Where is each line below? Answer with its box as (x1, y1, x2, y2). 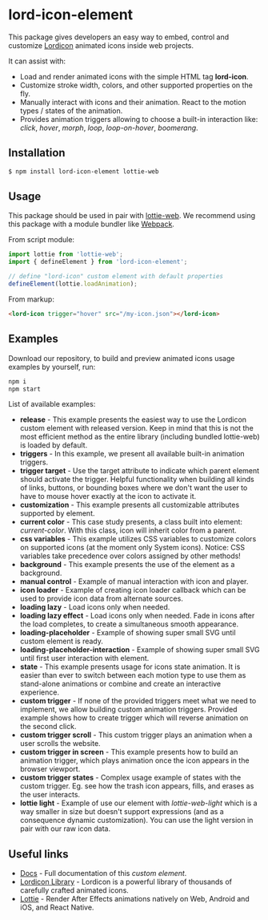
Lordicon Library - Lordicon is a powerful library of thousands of (19, 877, 233, 887)
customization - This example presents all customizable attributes (19, 500, 240, 510)
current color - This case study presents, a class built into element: (19, 517, 242, 527)
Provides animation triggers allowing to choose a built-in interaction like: (19, 114, 258, 124)
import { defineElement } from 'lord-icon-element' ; (8, 258, 188, 266)
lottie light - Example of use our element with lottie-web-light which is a (19, 798, 258, 808)
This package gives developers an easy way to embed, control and (8, 32, 230, 42)
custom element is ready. (19, 636, 104, 646)
